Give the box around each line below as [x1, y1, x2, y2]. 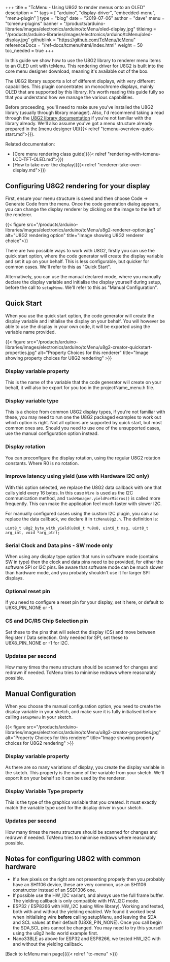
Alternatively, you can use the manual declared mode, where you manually [5, 273, 161, 279]
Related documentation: [5, 141, 55, 147]
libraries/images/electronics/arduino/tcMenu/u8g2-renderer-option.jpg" [5, 226, 156, 233]
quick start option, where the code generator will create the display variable [5, 253, 164, 259]
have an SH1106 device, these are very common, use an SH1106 [12, 881, 146, 887]
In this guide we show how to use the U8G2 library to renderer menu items [5, 57, 161, 63]
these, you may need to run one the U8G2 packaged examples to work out [5, 414, 161, 420]
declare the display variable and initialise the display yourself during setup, [5, 279, 161, 285]
